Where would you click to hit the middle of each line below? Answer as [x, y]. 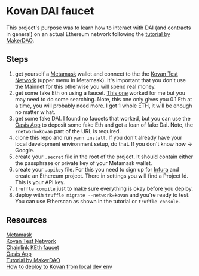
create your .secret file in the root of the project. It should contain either [104, 157]
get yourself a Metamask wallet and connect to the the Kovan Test [96, 74]
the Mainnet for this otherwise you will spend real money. [85, 86]
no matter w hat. [35, 112]
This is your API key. [40, 182]
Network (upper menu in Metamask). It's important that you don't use [100, 80]
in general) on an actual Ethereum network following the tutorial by [88, 34]
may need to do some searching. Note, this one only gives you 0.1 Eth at [103, 99]
